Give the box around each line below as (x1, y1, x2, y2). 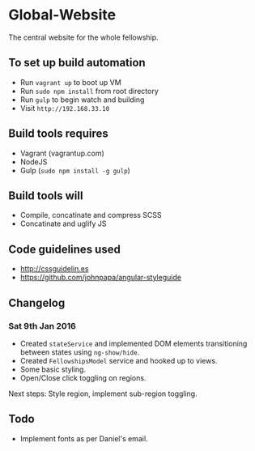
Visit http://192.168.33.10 (19, 103, 110, 113)
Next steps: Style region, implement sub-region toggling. (8, 389, 198, 398)
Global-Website (8, 6, 116, 24)
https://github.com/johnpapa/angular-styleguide (19, 273, 182, 283)
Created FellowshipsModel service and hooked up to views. (19, 355, 218, 365)
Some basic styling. (19, 364, 87, 374)
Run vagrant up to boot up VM (19, 77, 121, 87)
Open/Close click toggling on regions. (19, 372, 147, 382)
